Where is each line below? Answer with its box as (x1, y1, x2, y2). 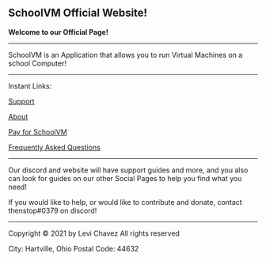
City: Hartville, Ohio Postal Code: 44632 (8, 244, 139, 253)
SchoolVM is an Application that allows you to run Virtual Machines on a (8, 50, 243, 59)
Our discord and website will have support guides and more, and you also (8, 165, 249, 175)
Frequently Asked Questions (8, 142, 101, 152)
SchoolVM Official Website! (8, 6, 148, 20)
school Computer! (8, 59, 67, 68)
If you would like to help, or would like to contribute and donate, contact (8, 197, 243, 206)
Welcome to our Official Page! (8, 27, 108, 36)
